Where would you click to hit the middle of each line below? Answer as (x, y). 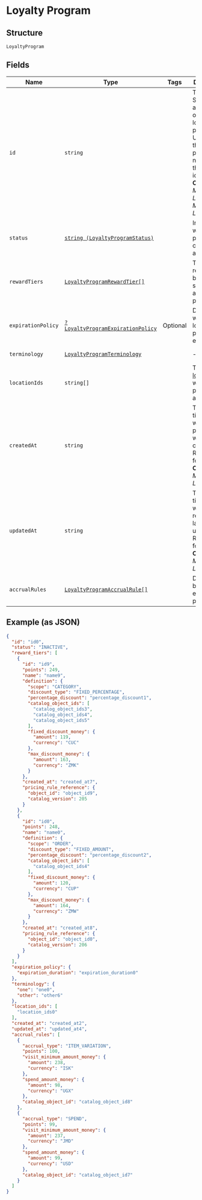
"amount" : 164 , (52, 905)
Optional (175, 325)
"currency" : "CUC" (56, 743)
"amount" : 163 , (52, 759)
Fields (18, 65)
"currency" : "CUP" (56, 889)
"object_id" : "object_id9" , (63, 793)
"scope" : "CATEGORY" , (55, 687)
